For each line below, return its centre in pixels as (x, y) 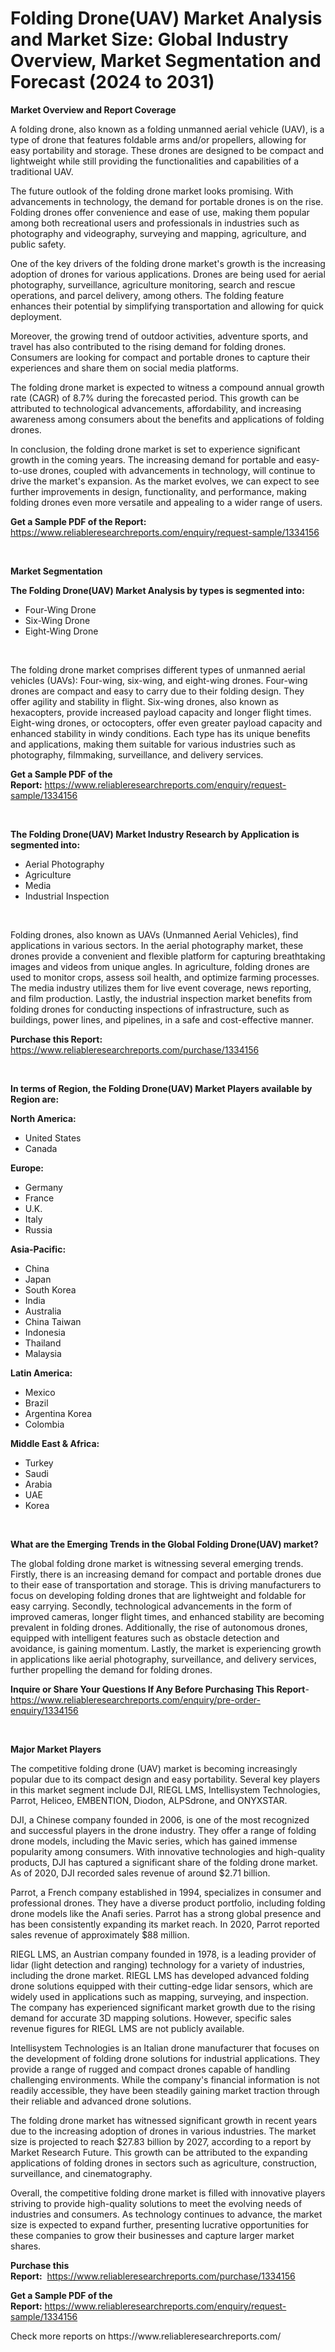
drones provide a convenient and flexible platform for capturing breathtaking (168, 956)
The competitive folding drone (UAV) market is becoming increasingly (154, 1768)
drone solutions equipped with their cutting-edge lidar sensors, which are (161, 1986)
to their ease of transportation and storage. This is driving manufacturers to (166, 1584)
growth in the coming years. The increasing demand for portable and (152, 459)
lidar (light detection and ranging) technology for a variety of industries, (158, 1964)
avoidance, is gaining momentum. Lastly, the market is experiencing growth (166, 1648)
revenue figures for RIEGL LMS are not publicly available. (127, 2028)
